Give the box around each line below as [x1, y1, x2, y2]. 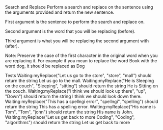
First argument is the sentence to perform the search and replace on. [5, 19, 145, 25]
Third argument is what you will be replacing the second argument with [5, 38, 149, 44]
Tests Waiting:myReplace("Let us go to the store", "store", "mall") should [5, 73, 152, 78]
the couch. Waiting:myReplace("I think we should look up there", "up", [5, 88, 146, 94]
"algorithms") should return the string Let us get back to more [5, 120, 130, 125]
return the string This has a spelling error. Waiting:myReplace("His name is [5, 104, 156, 109]
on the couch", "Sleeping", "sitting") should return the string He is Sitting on [5, 83, 158, 89]
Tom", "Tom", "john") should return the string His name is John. [5, 109, 134, 115]
